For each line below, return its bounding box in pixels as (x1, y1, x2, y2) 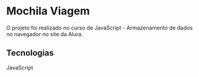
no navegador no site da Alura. (6, 30, 83, 37)
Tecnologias (6, 48, 54, 58)
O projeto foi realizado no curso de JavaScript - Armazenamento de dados (6, 24, 193, 31)
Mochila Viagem (6, 4, 90, 18)
